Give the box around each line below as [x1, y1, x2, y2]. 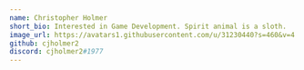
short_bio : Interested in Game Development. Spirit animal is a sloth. [9, 22, 287, 31]
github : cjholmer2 [9, 38, 79, 48]
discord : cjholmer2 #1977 [9, 47, 104, 56]
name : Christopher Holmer [9, 13, 107, 23]
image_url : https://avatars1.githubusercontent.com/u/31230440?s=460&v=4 [9, 30, 296, 39]
